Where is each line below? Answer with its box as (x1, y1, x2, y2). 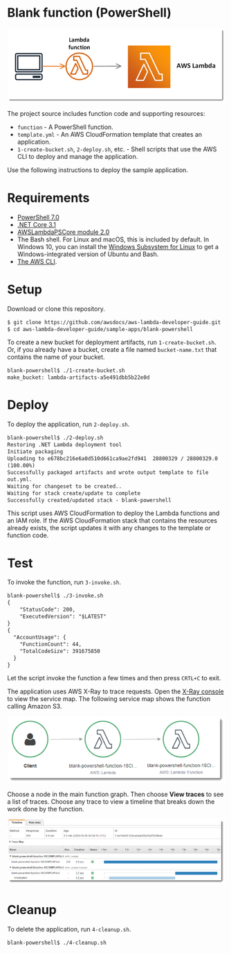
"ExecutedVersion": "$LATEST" (19, 613, 107, 621)
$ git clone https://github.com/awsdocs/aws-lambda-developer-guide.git (7, 319, 221, 326)
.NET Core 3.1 (17, 220, 57, 228)
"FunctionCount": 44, (19, 641, 82, 648)
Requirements (7, 189, 90, 205)
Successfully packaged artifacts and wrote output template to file (7, 469, 209, 476)
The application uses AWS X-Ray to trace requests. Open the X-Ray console (7, 687, 224, 695)
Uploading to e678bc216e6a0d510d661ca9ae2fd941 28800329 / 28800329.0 (7, 455, 218, 462)
